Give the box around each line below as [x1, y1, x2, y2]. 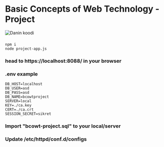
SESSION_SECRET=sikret [5, 111, 51, 116]
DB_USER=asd [5, 86, 29, 91]
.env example [5, 71, 38, 77]
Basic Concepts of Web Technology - [5, 3, 160, 15]
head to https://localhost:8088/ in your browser [5, 57, 122, 64]
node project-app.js [5, 46, 47, 51]
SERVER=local [5, 99, 32, 104]
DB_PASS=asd [5, 90, 29, 95]
